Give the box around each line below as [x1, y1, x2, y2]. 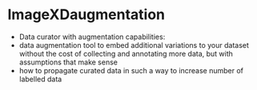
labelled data [18, 74, 62, 84]
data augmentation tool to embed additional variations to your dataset [18, 40, 250, 49]
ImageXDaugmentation [7, 6, 166, 24]
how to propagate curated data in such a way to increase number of [18, 65, 244, 75]
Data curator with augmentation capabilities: [18, 32, 166, 41]
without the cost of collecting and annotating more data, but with [18, 49, 234, 58]
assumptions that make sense [18, 57, 118, 67]
